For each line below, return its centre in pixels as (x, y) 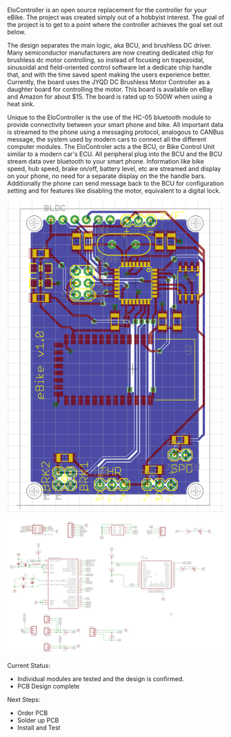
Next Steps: (24, 699)
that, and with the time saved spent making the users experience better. (109, 75)
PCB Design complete (48, 686)
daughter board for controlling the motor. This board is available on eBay (110, 89)
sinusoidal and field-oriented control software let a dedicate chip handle (110, 67)
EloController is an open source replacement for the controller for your (107, 10)
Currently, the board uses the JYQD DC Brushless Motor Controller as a (109, 82)
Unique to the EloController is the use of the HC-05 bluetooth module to (109, 117)
